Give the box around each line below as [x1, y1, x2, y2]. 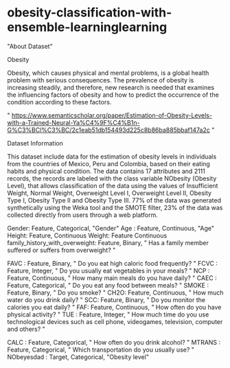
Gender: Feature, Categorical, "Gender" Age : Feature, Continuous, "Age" [7, 224, 215, 232]
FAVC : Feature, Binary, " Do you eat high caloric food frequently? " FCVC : [7, 259, 218, 267]
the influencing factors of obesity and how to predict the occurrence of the [7, 91, 220, 99]
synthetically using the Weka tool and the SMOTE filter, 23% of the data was [7, 203, 223, 211]
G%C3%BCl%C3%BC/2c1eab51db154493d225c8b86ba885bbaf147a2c [7, 126, 211, 134]
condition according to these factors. [7, 97, 112, 106]
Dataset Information [7, 139, 63, 147]
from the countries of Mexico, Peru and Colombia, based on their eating [7, 159, 211, 168]
